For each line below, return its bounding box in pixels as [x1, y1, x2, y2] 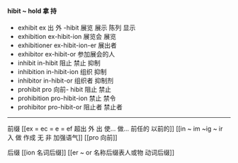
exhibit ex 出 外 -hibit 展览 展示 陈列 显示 [17, 23, 136, 32]
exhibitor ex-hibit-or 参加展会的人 [17, 50, 115, 59]
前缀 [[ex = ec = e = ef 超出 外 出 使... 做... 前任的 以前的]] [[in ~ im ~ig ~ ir [7, 124, 223, 133]
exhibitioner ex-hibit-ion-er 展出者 [17, 41, 117, 49]
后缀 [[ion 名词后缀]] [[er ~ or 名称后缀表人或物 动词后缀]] [7, 148, 175, 157]
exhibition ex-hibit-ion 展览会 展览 [17, 32, 117, 41]
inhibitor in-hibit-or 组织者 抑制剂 [17, 76, 114, 85]
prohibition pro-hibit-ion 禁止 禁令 [17, 94, 116, 102]
